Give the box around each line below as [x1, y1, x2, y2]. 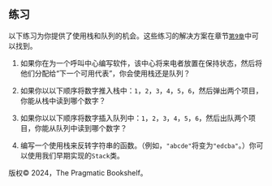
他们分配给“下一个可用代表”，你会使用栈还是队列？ [19, 68, 191, 78]
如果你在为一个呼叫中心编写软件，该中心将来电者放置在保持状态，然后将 [19, 58, 262, 67]
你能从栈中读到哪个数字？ [19, 96, 106, 106]
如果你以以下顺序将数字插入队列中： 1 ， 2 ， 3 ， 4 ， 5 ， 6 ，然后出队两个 [19, 113, 249, 123]
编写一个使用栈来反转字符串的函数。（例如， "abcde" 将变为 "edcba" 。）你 [19, 141, 257, 150]
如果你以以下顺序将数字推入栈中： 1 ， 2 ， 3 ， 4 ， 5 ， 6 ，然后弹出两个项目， [19, 85, 263, 95]
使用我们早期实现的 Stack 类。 [27, 150, 124, 160]
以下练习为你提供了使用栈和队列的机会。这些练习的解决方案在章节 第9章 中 [8, 31, 252, 41]
